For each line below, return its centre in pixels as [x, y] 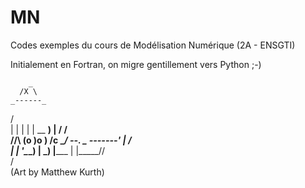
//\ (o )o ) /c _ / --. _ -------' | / [71, 140]
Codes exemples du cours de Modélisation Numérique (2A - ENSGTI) [153, 45]
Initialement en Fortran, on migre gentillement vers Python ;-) [136, 64]
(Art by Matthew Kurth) [57, 172]
